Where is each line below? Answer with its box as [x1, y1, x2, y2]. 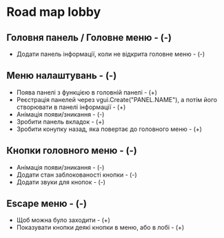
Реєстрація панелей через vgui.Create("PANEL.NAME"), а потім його [16, 95, 218, 103]
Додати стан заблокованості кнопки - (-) [16, 170, 137, 179]
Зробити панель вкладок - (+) [16, 117, 105, 126]
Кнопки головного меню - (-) [6, 145, 137, 157]
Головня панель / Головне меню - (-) [6, 32, 172, 43]
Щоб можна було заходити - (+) [16, 216, 111, 224]
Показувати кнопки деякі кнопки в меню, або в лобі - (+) [16, 224, 185, 232]
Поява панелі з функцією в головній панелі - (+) [16, 88, 158, 97]
